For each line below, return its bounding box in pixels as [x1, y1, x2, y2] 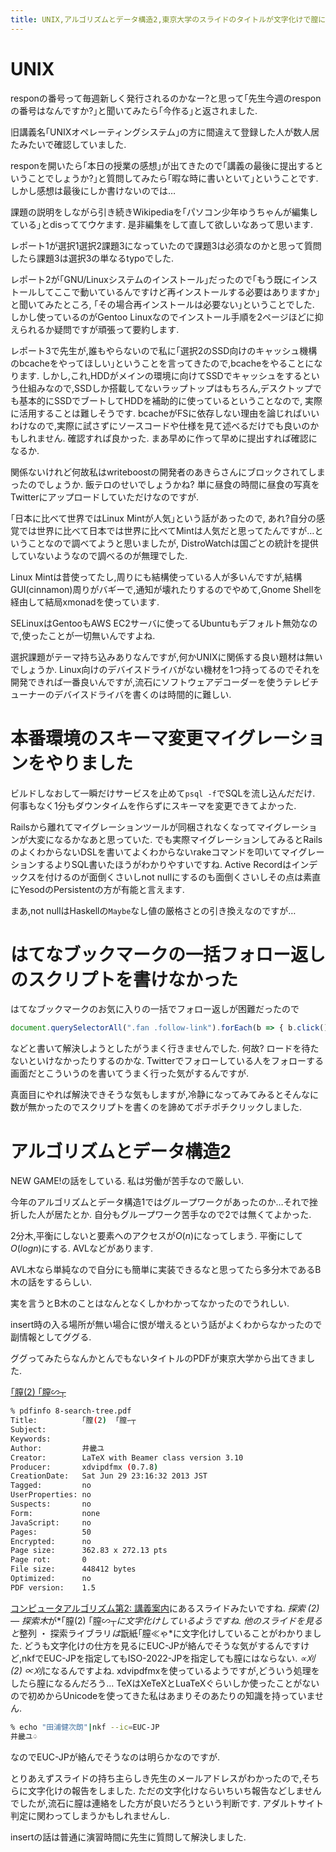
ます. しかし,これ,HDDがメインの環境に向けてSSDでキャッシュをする [18, 369, 303, 381]
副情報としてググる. [10, 1331, 92, 1343]
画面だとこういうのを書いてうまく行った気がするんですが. [10, 1067, 249, 1080]
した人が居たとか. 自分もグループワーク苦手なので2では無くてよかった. [18, 1209, 312, 1221]
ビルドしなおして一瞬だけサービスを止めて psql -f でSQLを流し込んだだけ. [10, 787, 316, 799]
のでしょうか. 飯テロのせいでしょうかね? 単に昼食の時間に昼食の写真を [27, 478, 320, 490]
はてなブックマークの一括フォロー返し [10, 943, 327, 966]
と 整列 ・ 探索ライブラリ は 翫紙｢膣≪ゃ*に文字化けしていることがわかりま [10, 1627, 313, 1639]
